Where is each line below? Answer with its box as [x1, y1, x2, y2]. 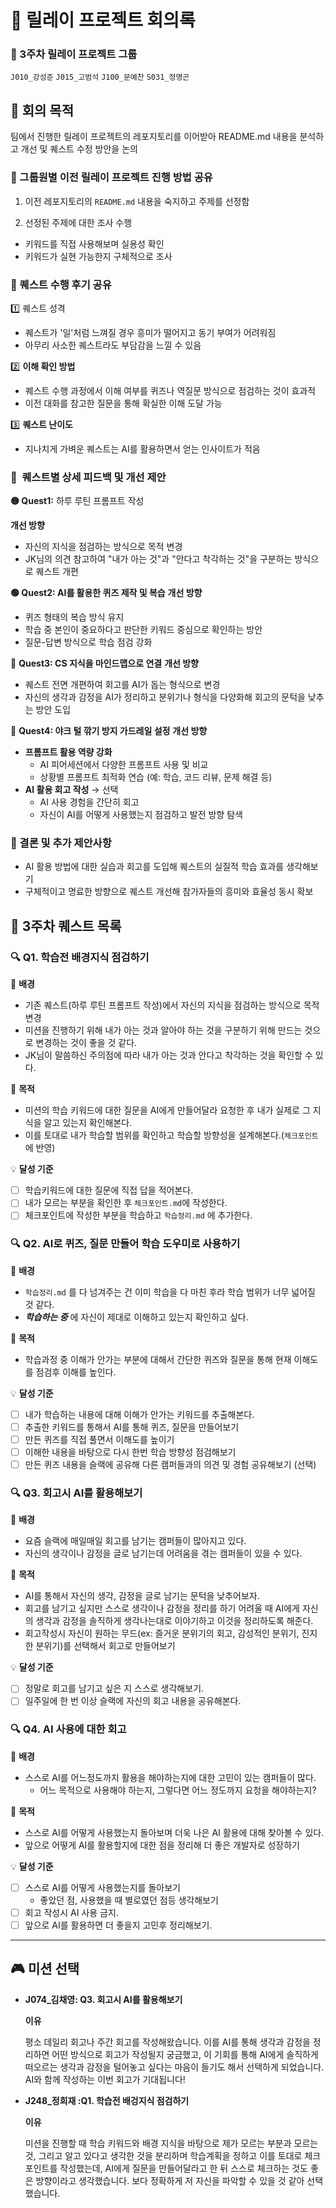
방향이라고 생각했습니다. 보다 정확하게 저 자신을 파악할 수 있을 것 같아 [35, 2174, 305, 2186]
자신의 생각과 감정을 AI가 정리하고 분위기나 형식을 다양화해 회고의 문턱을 [24, 691, 306, 703]
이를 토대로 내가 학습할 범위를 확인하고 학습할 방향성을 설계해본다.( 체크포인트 [24, 1129, 319, 1141]
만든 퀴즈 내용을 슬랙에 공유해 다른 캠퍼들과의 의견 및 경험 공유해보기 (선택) [24, 1458, 317, 1470]
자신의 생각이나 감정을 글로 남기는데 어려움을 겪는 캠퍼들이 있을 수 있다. [24, 1547, 303, 1560]
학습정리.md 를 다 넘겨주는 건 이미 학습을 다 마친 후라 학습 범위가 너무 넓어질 [24, 1286, 316, 1298]
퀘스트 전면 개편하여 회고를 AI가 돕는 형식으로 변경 [24, 679, 221, 691]
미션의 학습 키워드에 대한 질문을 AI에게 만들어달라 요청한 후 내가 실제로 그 [24, 1104, 311, 1116]
